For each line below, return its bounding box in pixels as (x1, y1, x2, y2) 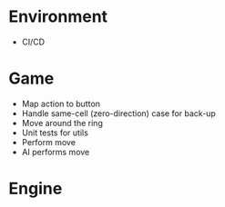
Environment (8, 6, 108, 27)
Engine (8, 179, 63, 199)
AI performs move (21, 146, 90, 157)
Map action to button (21, 98, 101, 109)
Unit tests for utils (21, 127, 88, 138)
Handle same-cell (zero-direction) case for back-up (21, 107, 216, 119)
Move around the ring (21, 117, 104, 128)
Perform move (21, 136, 77, 147)
